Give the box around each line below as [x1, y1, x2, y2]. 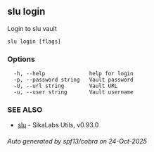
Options [7, 54, 35, 64]
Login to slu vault [7, 24, 58, 32]
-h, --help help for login [13, 70, 134, 77]
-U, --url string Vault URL [13, 82, 118, 90]
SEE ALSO [7, 105, 43, 115]
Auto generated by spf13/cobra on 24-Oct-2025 [7, 137, 148, 145]
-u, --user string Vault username [13, 89, 134, 96]
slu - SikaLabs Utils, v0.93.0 [17, 121, 99, 129]
